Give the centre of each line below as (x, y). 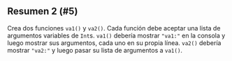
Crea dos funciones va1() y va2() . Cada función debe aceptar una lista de (114, 28)
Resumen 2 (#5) (43, 11)
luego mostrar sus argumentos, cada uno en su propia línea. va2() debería (114, 43)
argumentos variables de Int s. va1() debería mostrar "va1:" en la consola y (116, 35)
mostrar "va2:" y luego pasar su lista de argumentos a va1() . (95, 50)
